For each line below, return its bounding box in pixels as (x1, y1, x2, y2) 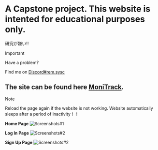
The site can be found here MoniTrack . (5, 83, 124, 91)
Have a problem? (5, 60, 39, 65)
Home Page (5, 120, 29, 126)
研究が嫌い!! (5, 40, 29, 46)
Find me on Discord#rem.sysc (5, 69, 65, 75)
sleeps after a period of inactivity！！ (5, 111, 79, 117)
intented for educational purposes (5, 14, 145, 25)
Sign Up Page (5, 139, 33, 145)
